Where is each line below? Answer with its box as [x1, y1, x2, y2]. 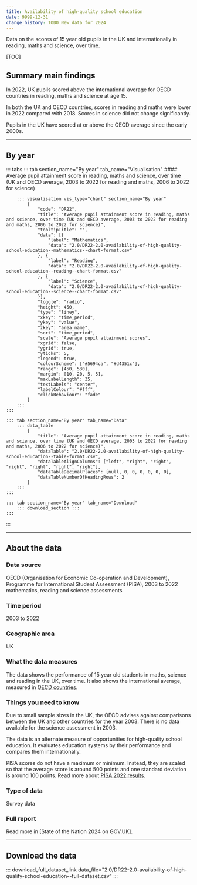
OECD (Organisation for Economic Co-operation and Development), [6, 574, 169, 581]
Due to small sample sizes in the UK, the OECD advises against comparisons [6, 711, 191, 718]
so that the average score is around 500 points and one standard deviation [6, 765, 186, 773]
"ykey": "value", [37, 320, 80, 326]
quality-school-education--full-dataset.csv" [6, 873, 113, 880]
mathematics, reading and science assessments [6, 586, 123, 594]
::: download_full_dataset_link [6, 866, 77, 873]
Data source [6, 561, 42, 569]
